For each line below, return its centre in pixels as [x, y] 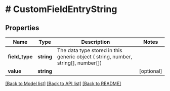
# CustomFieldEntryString [61, 9]
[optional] [151, 71]
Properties [22, 28]
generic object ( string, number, [95, 57]
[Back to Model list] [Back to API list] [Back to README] [63, 83]
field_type [20, 57]
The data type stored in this [90, 50]
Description [96, 42]
